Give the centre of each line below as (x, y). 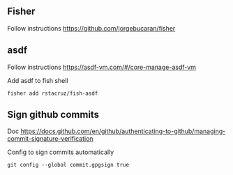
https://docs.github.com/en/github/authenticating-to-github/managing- (123, 131)
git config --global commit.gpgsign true (68, 165)
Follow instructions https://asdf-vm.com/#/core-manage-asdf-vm (102, 67)
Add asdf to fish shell (38, 80)
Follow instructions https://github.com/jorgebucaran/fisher (91, 28)
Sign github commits (53, 115)
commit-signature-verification (50, 139)
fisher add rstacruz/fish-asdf (53, 93)
